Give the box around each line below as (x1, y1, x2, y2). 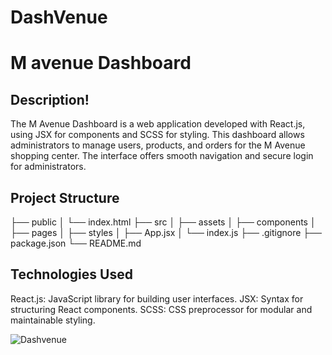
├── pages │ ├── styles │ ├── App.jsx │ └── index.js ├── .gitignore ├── (10, 227, 323, 238)
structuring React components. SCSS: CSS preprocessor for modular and (10, 303, 313, 315)
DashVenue (10, 6, 108, 29)
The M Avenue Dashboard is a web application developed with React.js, (10, 118, 306, 130)
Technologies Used (10, 266, 133, 283)
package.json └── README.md (10, 237, 142, 249)
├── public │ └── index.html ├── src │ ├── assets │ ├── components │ (10, 216, 317, 228)
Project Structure (10, 189, 120, 206)
